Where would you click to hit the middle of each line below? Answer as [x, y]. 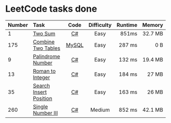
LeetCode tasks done [51, 9]
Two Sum [44, 34]
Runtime [127, 25]
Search [41, 85]
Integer [41, 77]
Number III [45, 113]
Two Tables [47, 48]
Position [42, 98]
